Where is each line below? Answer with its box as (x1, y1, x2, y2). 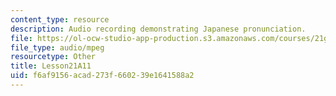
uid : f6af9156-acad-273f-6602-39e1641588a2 (10, 71, 195, 81)
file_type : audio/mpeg (10, 42, 105, 53)
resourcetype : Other (10, 52, 97, 62)
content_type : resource (10, 14, 110, 25)
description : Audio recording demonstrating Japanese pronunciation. (10, 24, 307, 34)
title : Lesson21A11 (10, 61, 92, 71)
